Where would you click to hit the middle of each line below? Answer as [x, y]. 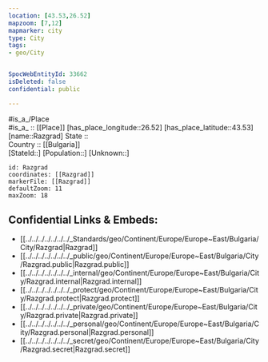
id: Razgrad [28, 167]
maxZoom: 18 [28, 195]
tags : [17, 46]
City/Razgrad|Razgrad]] [59, 248]
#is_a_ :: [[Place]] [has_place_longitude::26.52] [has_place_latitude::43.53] [131, 127]
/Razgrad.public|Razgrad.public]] [74, 265]
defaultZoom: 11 [35, 189]
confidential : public [44, 89]
